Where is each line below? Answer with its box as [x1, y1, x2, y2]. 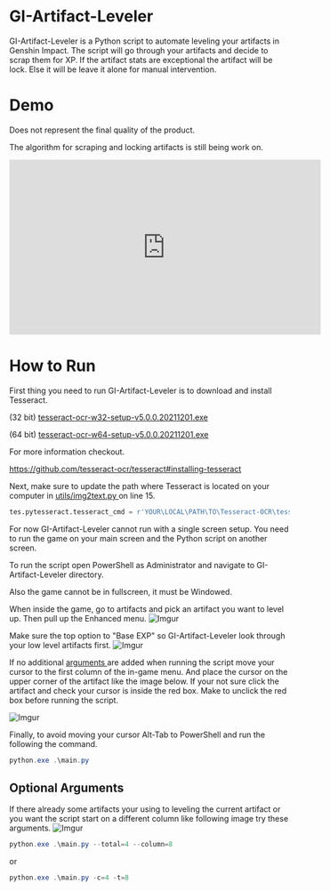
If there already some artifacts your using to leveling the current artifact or [9, 804, 281, 815]
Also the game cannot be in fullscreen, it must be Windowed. [9, 586, 233, 597]
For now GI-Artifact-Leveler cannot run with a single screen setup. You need [9, 523, 289, 534]
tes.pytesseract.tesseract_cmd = [9, 507, 133, 517]
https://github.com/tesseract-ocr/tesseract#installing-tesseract [9, 463, 242, 474]
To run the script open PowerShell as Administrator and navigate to [9, 559, 255, 570]
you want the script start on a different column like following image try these [9, 814, 289, 824]
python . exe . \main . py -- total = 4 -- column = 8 [9, 840, 173, 849]
